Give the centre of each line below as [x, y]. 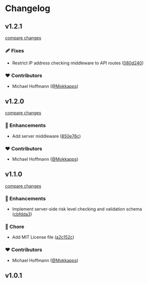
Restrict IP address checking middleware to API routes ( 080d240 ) [78, 63]
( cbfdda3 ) [22, 214]
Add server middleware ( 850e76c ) [46, 136]
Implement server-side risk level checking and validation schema [77, 209]
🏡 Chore [15, 227]
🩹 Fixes [15, 50]
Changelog [28, 8]
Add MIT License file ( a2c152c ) [43, 237]
